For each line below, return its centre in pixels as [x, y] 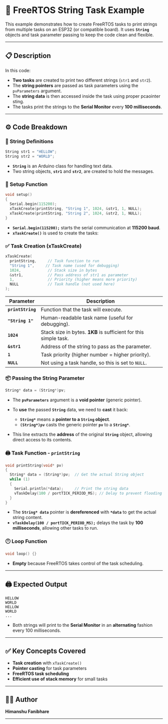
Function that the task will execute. [81, 310]
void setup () [19, 195]
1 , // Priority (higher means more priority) [73, 280]
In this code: [18, 70]
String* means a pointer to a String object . [65, 419]
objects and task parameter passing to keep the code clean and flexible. [79, 35]
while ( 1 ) [20, 479]
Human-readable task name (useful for [87, 318]
